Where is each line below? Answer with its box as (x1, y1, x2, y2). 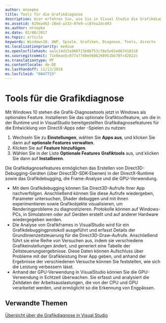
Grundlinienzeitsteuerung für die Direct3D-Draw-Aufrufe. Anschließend (12, 232, 158, 238)
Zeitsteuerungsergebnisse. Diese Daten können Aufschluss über (12, 248, 144, 254)
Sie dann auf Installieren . (12, 155, 64, 161)
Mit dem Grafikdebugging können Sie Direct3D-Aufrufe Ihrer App (12, 185, 145, 191)
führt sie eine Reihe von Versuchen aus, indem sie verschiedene (12, 238, 143, 243)
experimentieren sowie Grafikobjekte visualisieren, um (12, 201, 123, 206)
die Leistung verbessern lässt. (12, 264, 74, 270)
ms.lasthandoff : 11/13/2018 (5, 67, 63, 72)
